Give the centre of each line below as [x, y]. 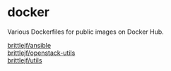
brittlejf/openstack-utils [41, 53]
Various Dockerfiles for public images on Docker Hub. [85, 32]
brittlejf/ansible [29, 45]
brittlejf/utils [25, 60]
